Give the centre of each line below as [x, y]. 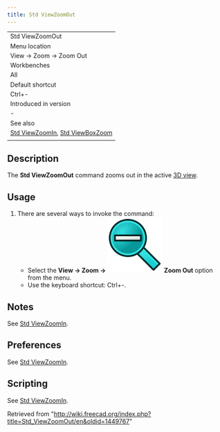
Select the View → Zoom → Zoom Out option [120, 271]
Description [33, 159]
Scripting [28, 384]
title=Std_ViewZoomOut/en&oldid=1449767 [68, 421]
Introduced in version [40, 104]
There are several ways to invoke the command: [85, 214]
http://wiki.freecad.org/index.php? [102, 414]
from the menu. [49, 278]
